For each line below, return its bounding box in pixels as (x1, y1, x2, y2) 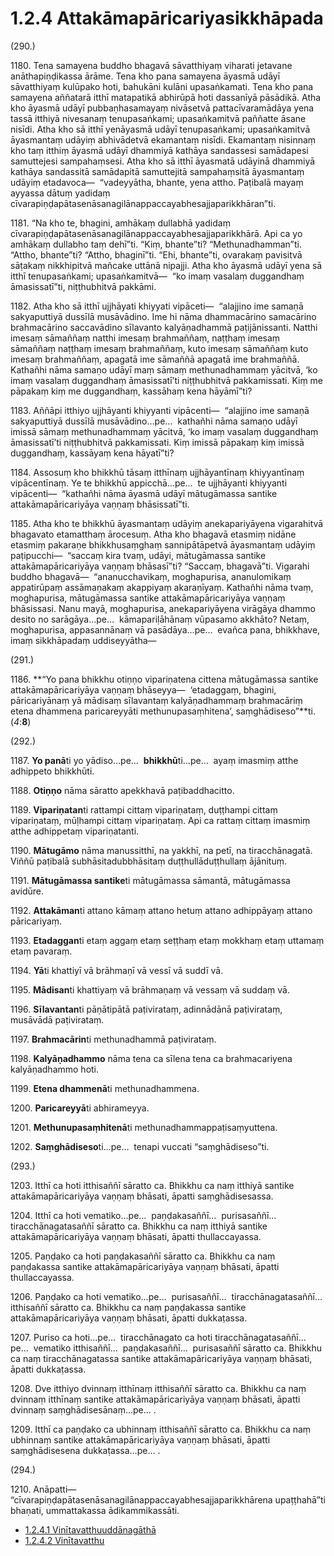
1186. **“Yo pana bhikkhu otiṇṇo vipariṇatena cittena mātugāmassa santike (10, 673, 319, 685)
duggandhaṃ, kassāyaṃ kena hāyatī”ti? (10, 447, 175, 459)
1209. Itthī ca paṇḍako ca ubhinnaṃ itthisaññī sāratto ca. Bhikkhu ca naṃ (10, 1423, 312, 1435)
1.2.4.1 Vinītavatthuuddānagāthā (24, 1523, 157, 1536)
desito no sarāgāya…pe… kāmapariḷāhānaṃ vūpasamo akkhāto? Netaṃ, (10, 613, 310, 625)
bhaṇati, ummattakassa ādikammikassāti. (10, 1504, 180, 1516)
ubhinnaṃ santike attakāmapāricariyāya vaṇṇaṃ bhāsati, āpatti (10, 1433, 271, 1446)
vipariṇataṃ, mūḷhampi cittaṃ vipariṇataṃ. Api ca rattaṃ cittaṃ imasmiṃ (10, 814, 311, 826)
